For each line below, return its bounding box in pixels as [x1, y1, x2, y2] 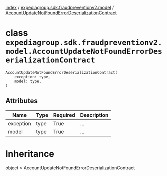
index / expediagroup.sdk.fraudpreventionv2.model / [5, 5, 114, 10]
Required [53, 111, 75, 118]
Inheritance [5, 148, 54, 159]
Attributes [5, 97, 38, 105]
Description [80, 111, 109, 118]
